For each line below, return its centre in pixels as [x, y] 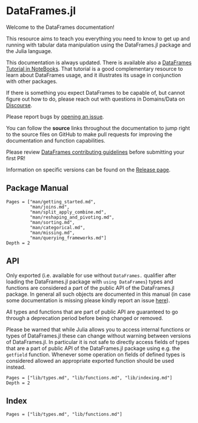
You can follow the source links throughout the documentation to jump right [98, 128]
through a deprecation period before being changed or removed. [85, 318]
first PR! [16, 158]
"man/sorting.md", [52, 222]
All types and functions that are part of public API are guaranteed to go [92, 312]
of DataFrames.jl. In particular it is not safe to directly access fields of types [98, 342]
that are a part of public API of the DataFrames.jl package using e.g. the [93, 348]
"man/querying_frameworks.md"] [68, 238]
